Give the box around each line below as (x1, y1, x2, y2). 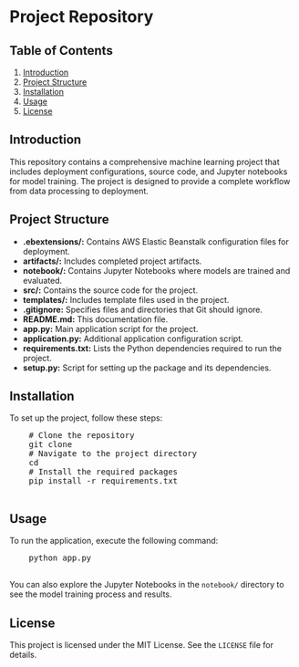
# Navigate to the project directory (28, 449, 198, 459)
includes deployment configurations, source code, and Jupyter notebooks (9, 166, 288, 177)
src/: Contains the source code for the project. (22, 285, 199, 296)
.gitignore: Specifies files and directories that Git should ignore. (22, 304, 263, 315)
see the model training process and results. (9, 589, 172, 599)
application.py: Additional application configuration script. (22, 333, 243, 344)
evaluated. (22, 275, 63, 286)
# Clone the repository (28, 431, 135, 441)
